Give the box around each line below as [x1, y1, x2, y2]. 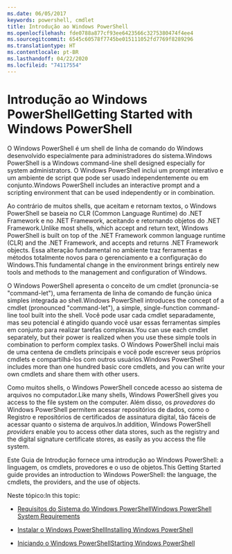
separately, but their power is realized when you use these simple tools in [7, 333, 217, 341]
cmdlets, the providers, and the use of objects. [7, 478, 141, 486]
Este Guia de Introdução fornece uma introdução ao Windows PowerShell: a [7, 456, 224, 464]
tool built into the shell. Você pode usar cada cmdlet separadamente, [19, 311, 216, 319]
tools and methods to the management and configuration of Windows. [7, 268, 208, 276]
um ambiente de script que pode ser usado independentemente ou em [7, 173, 209, 182]
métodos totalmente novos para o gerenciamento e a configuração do [7, 253, 207, 261]
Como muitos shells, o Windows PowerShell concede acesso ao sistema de [7, 383, 223, 392]
